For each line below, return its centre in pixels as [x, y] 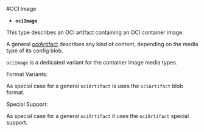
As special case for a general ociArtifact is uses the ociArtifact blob [95, 86]
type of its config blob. [35, 50]
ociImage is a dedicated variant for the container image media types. [92, 62]
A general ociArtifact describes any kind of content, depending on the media [102, 44]
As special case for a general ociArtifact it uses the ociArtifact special [98, 116]
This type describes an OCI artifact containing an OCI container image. [95, 32]
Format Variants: [27, 74]
